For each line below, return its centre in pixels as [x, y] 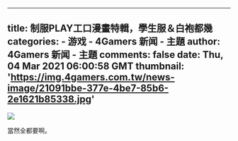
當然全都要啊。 [29, 130]
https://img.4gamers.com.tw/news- [92, 77]
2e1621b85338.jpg [50, 99]
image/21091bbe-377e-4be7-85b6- [88, 88]
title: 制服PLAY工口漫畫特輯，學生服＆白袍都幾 [110, 29]
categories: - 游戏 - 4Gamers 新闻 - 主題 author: [114, 42]
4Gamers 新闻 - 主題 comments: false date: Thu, [115, 55]
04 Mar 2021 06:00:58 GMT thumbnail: [96, 67]
